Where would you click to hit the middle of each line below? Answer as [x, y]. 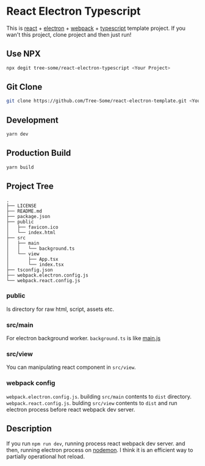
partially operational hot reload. [46, 456]
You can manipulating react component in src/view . [71, 367]
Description [29, 429]
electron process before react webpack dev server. [71, 409]
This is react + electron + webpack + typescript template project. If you [96, 28]
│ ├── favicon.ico [33, 227]
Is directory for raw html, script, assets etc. [60, 309]
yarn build [20, 167]
